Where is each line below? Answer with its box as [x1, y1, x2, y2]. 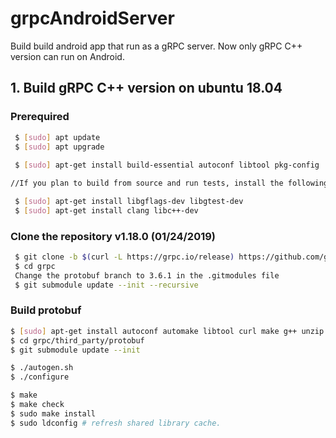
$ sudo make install [10, 408, 97, 419]
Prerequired [10, 110, 70, 124]
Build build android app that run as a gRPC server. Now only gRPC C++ [10, 40, 303, 52]
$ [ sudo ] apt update [14, 132, 101, 142]
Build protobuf [10, 303, 82, 317]
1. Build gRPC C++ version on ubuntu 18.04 [10, 80, 283, 97]
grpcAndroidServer [10, 7, 175, 30]
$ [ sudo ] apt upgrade [14, 142, 105, 152]
